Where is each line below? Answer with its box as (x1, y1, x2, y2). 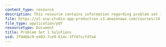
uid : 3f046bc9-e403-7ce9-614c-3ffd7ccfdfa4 (5, 35, 96, 40)
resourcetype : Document (5, 25, 54, 30)
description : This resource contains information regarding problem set (5, 12, 158, 17)
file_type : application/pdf (5, 21, 63, 26)
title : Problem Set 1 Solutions (5, 30, 72, 35)
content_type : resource (5, 7, 54, 12)
